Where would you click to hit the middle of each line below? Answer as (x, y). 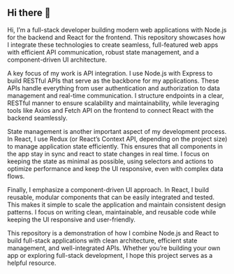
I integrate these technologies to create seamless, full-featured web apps (113, 44)
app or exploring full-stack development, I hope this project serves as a (110, 255)
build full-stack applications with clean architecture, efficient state (102, 240)
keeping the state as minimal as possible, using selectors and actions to (110, 161)
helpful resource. (32, 263)
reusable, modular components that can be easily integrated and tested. (111, 197)
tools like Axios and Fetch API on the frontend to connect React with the (111, 110)
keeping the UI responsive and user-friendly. (72, 219)
